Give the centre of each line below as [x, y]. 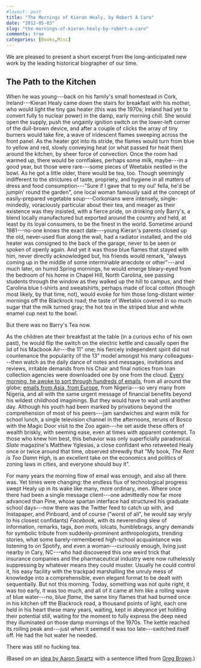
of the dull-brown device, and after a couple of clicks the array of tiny [92, 128]
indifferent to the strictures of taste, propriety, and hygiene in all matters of [98, 179]
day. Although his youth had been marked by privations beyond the [89, 406]
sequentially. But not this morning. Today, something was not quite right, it [98, 584]
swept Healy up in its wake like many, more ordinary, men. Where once [94, 488]
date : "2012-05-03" [31, 23]
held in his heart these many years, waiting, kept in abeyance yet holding [96, 609]
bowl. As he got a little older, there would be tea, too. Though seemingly [95, 173]
